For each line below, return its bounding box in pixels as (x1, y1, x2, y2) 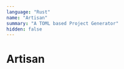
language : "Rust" (6, 9, 51, 15)
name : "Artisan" (6, 15, 48, 21)
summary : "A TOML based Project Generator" (6, 20, 119, 26)
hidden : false (6, 26, 43, 32)
